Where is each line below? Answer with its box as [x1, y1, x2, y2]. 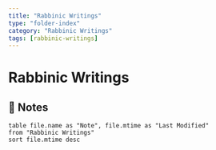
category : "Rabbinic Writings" [8, 26, 113, 34]
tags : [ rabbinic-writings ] [8, 34, 98, 43]
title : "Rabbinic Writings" [8, 11, 102, 20]
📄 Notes [8, 100, 49, 114]
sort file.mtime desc [8, 136, 81, 144]
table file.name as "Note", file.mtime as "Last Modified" [8, 122, 210, 130]
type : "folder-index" [8, 19, 81, 27]
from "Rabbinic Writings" [8, 129, 94, 137]
